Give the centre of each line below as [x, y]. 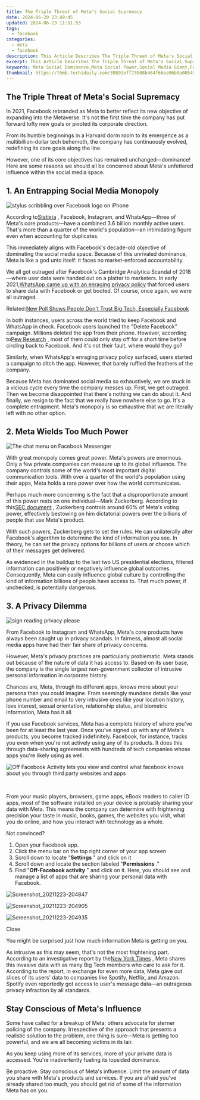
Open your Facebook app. [47, 845]
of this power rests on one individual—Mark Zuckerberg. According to [92, 501]
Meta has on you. [27, 1090]
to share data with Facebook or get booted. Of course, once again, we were [99, 290]
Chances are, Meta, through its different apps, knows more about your [92, 687]
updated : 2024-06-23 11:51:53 [44, 23]
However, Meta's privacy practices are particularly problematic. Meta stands [100, 656]
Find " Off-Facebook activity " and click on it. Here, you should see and [102, 870]
